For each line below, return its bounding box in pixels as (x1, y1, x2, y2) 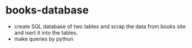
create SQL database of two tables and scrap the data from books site (14, 23, 186, 30)
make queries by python (14, 35, 73, 42)
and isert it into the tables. (14, 29, 78, 36)
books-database (5, 4, 89, 17)
